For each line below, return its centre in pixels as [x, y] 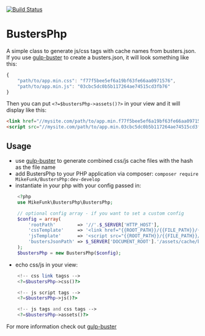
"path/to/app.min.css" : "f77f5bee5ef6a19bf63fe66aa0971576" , [96, 80]
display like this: [27, 110]
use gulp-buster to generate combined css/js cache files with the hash [104, 161]
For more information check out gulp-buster [62, 327]
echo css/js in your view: [46, 265]
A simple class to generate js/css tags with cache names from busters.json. [101, 51]
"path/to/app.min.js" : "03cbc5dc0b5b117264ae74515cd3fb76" [94, 86]
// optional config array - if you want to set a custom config [101, 213]
